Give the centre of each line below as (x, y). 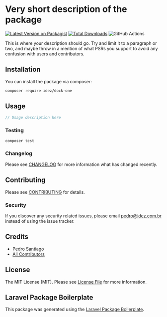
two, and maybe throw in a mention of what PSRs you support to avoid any (82, 48)
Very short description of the (66, 9)
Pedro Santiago (28, 249)
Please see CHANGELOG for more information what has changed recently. (81, 164)
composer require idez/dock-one (39, 91)
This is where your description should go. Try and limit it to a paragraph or (81, 43)
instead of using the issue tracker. (40, 221)
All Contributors (28, 254)
